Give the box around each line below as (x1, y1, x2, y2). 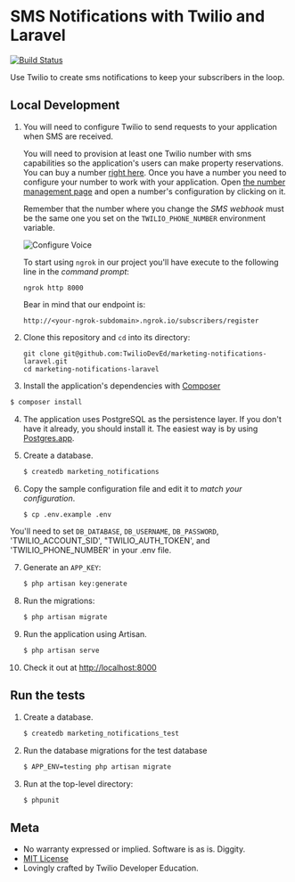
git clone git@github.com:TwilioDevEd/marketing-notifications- (22, 349, 267, 358)
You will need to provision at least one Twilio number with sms (22, 148, 252, 159)
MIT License (22, 853, 70, 864)
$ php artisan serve (22, 646, 100, 656)
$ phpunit (22, 796, 61, 804)
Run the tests (10, 688, 86, 703)
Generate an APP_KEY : (22, 562, 102, 573)
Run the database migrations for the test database (22, 745, 208, 755)
